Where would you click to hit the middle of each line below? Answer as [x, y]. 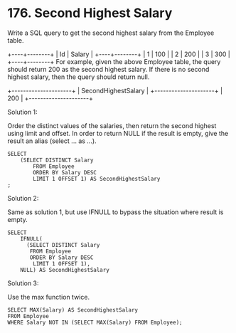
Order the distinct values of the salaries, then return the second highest [112, 125]
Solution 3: [23, 283]
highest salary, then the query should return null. [79, 77]
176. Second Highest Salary [90, 13]
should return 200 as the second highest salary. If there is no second [108, 69]
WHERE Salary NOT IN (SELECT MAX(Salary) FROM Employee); [95, 322]
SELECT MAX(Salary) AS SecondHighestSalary [73, 310]
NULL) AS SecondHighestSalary [65, 270]
